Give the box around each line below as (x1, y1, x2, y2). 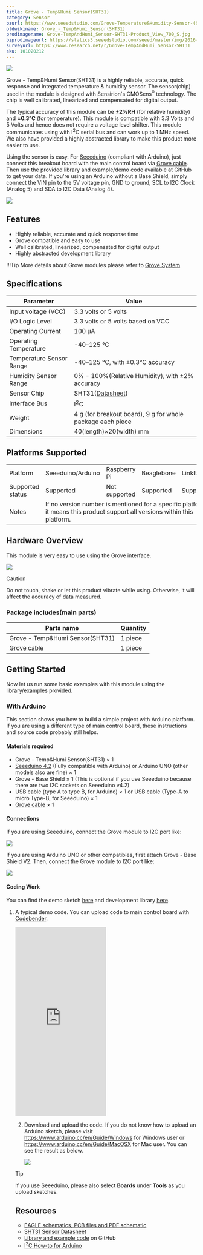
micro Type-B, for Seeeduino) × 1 (14, 795, 98, 802)
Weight (9, 414, 30, 422)
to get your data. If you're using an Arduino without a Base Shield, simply (6, 173, 188, 180)
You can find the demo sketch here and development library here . (6, 896, 170, 904)
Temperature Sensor (9, 354, 68, 362)
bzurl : (6, 20, 23, 26)
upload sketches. (14, 1188, 59, 1195)
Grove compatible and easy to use (14, 237, 101, 244)
